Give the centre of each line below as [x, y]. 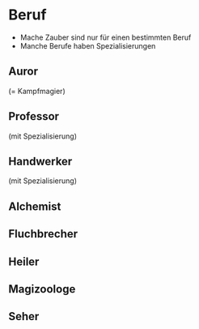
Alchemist [35, 206]
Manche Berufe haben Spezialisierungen [88, 45]
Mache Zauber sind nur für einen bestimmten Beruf [106, 37]
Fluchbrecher [43, 234]
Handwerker [40, 161]
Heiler [24, 261]
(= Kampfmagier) [37, 91]
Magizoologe [42, 289]
